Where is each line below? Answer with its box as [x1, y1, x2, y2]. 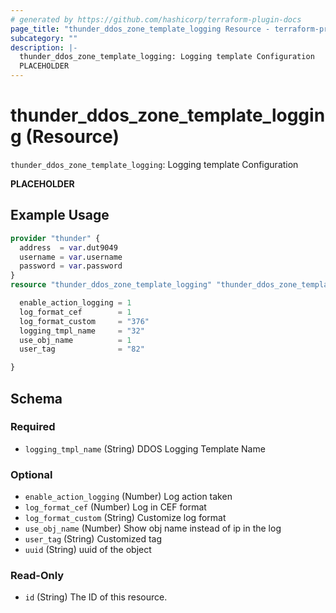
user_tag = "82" [19, 344, 145, 355]
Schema [10, 390, 63, 407]
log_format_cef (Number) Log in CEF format [24, 501, 207, 513]
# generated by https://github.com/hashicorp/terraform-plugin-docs [10, 14, 302, 25]
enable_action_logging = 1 [19, 298, 132, 308]
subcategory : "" [10, 33, 78, 43]
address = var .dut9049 [19, 242, 118, 253]
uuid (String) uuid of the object [24, 544, 152, 556]
